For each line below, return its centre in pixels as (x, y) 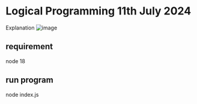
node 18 (15, 61)
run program (29, 80)
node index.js (22, 94)
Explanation (20, 28)
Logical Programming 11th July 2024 (98, 11)
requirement (29, 47)
